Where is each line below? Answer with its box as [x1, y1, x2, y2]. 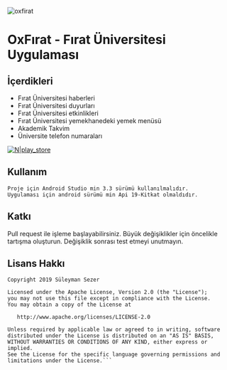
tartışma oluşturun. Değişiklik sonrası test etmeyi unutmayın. [7, 237, 184, 245]
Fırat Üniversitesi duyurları [17, 102, 95, 110]
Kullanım [7, 166, 48, 178]
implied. [7, 345, 33, 352]
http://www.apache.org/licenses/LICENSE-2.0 [16, 314, 151, 321]
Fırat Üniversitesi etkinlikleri [17, 109, 99, 117]
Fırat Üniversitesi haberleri [17, 94, 96, 102]
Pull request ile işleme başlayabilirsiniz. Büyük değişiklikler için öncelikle [7, 229, 218, 238]
